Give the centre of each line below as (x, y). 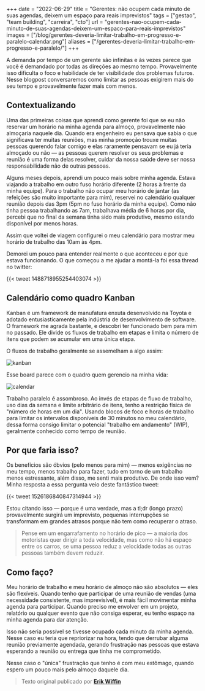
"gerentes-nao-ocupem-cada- (143, 22)
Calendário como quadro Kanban (71, 298)
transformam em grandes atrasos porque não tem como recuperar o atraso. (102, 521)
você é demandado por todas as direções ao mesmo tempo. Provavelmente (102, 66)
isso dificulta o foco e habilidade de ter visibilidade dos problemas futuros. (100, 73)
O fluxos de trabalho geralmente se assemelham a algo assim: (85, 351)
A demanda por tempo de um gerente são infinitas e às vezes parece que (99, 60)
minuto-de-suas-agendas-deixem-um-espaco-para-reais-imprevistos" (96, 28)
